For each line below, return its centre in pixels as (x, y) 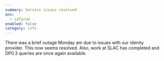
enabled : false (21, 24)
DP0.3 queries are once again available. (46, 53)
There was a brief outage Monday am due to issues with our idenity (75, 42)
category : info (21, 28)
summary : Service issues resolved (41, 10)
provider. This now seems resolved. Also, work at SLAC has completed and (82, 48)
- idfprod (20, 19)
